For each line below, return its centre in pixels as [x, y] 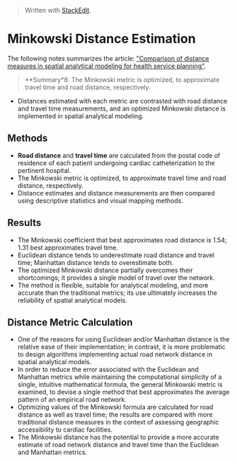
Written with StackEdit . [58, 10]
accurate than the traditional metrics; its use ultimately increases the [117, 293]
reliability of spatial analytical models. [72, 300]
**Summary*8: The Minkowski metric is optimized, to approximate [122, 79]
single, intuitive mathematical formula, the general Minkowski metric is [120, 385]
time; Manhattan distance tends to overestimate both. [96, 262]
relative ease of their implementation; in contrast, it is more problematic [122, 347]
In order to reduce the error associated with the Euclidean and [108, 370]
